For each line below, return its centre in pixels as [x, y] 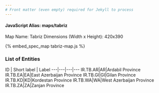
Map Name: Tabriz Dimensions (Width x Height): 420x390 [64, 36]
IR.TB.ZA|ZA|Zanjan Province [35, 86]
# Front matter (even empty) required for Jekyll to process [69, 10]
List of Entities [23, 59]
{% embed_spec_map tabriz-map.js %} [45, 46]
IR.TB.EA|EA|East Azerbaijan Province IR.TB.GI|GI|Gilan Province [70, 75]
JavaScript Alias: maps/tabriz [36, 26]
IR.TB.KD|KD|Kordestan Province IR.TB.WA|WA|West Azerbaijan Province [80, 80]
